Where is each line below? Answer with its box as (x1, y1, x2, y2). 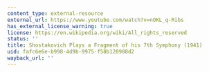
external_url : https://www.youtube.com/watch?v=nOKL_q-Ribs (7, 16, 185, 23)
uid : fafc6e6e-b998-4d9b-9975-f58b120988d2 (7, 49, 135, 56)
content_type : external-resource (7, 10, 104, 17)
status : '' (7, 36, 39, 43)
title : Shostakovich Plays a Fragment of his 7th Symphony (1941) (7, 42, 203, 49)
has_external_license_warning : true (7, 23, 113, 29)
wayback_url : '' (7, 55, 54, 62)
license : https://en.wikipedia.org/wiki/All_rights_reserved (7, 29, 188, 36)
